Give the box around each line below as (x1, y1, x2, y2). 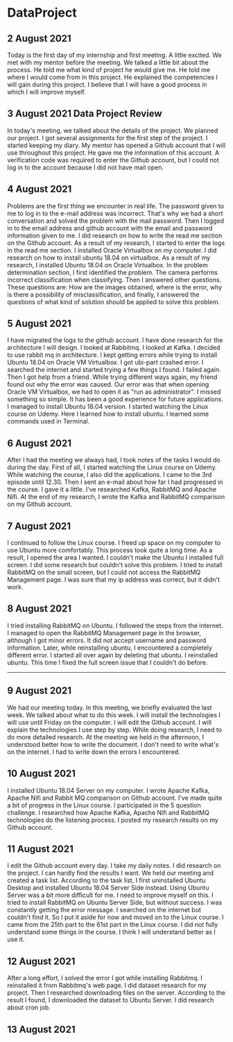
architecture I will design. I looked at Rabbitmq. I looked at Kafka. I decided (7, 344, 221, 352)
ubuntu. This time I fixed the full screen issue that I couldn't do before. (7, 658, 208, 666)
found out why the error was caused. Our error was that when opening (7, 380, 209, 389)
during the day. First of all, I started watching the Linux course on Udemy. (7, 463, 217, 471)
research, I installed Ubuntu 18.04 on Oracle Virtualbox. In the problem (7, 260, 208, 269)
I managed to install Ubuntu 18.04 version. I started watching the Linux (7, 403, 209, 411)
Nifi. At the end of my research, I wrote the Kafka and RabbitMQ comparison (7, 493, 225, 501)
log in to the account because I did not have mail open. (7, 163, 164, 171)
